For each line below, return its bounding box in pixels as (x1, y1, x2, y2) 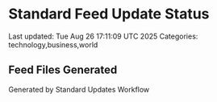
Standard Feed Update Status (8, 5, 210, 23)
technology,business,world (8, 39, 98, 49)
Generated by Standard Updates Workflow (8, 84, 150, 94)
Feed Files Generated (8, 63, 118, 77)
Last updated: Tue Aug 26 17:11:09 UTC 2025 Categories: (8, 31, 198, 41)
